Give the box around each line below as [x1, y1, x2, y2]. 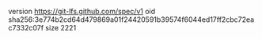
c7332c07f [8, 23, 44, 32]
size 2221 [45, 23, 77, 32]
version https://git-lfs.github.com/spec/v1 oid [8, 7, 156, 16]
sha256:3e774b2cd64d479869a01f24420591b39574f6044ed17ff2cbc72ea [8, 15, 255, 24]
